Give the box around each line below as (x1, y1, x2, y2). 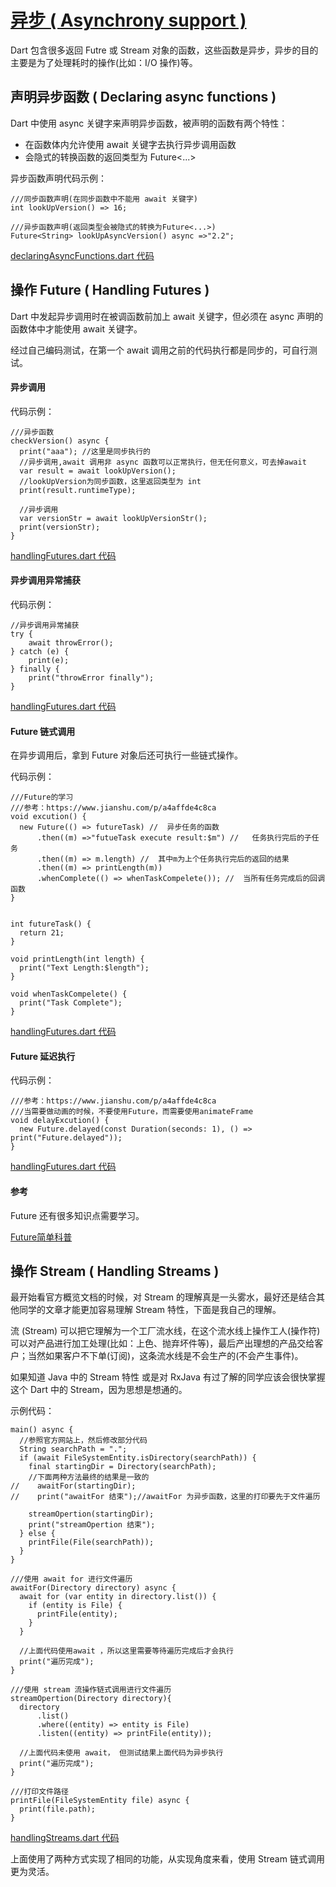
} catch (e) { (10, 646, 70, 656)
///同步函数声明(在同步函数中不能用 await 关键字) (10, 194, 198, 204)
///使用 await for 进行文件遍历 (10, 1574, 133, 1585)
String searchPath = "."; (19, 1444, 128, 1455)
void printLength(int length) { (10, 954, 145, 965)
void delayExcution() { (10, 1116, 110, 1126)
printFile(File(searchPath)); (28, 1537, 155, 1548)
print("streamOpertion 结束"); (28, 1520, 156, 1530)
